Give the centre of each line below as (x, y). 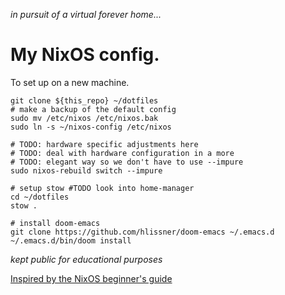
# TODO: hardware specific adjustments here (104, 144)
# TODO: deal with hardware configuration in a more (122, 153)
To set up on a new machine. (70, 82)
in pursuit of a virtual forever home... (86, 14)
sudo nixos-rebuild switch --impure (86, 170)
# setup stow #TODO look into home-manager (102, 188)
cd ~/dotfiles (40, 197)
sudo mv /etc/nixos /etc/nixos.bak (84, 118)
